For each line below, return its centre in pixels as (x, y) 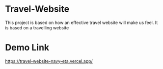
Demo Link (27, 48)
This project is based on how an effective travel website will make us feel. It (81, 23)
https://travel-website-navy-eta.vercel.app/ (49, 61)
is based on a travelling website (37, 27)
